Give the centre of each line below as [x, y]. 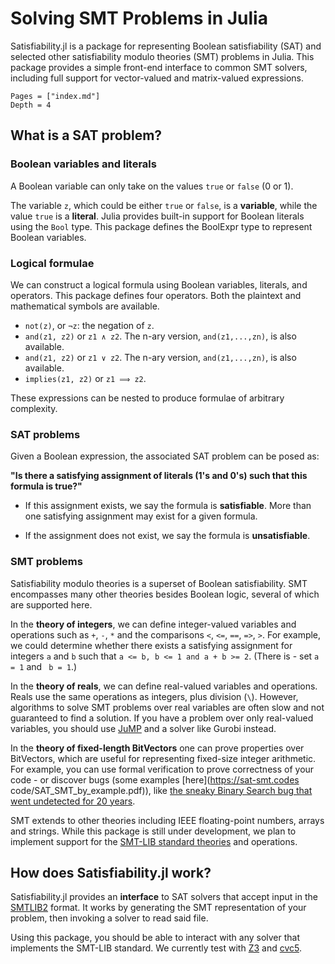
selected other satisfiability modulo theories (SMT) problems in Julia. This [162, 56]
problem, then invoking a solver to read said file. [109, 918]
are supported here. [51, 604]
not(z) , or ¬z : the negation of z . [89, 325]
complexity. [34, 408]
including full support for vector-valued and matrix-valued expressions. [157, 78]
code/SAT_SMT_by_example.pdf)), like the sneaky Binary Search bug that [161, 790]
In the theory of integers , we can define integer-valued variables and [153, 624]
